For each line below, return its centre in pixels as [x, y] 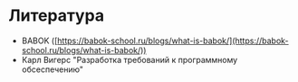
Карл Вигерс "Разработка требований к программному [130, 59]
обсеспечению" [52, 69]
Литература [57, 16]
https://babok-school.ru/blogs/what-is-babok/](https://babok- [173, 41]
